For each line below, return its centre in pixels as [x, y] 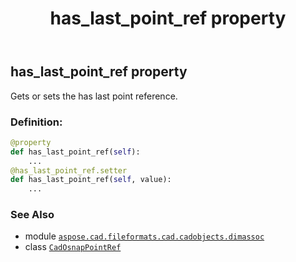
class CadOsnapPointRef [73, 247]
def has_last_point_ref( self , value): [91, 180]
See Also [32, 215]
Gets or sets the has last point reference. [94, 96]
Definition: [36, 122]
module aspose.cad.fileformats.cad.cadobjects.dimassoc [144, 236]
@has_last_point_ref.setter [69, 170]
